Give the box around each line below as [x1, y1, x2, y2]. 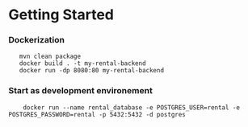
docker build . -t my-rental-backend [19, 59, 147, 68]
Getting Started [8, 6, 115, 24]
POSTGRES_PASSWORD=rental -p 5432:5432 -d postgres [8, 110, 186, 118]
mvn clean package [19, 52, 82, 61]
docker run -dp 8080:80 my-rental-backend [19, 67, 164, 75]
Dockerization [8, 35, 65, 46]
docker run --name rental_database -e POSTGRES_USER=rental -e [23, 103, 241, 112]
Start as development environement [8, 85, 153, 96]
